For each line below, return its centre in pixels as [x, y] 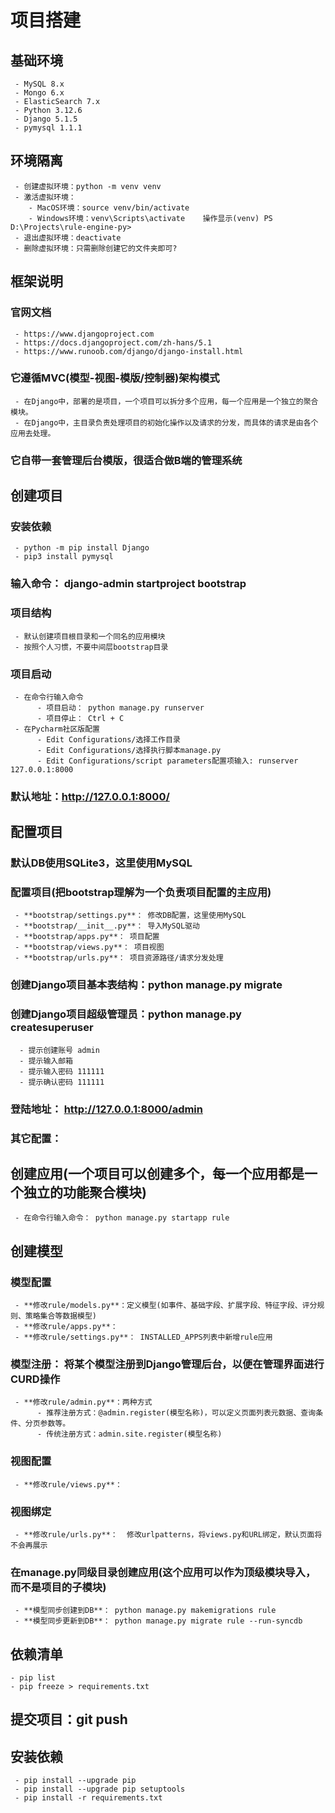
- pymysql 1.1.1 [48, 128]
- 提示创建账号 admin [59, 1050]
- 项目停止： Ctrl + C [80, 718]
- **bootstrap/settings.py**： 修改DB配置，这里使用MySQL [130, 916]
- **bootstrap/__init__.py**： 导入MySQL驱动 [107, 926]
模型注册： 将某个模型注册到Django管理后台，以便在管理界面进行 [167, 1364]
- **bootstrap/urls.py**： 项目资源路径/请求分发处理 [119, 958]
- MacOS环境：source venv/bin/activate [109, 207]
